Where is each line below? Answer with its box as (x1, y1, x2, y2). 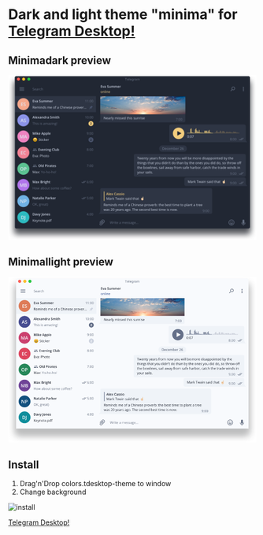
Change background (19, 487, 87, 496)
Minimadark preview (8, 54, 112, 67)
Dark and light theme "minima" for (8, 6, 238, 24)
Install (8, 458, 39, 471)
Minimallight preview (8, 255, 114, 269)
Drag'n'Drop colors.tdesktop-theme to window (19, 479, 172, 488)
